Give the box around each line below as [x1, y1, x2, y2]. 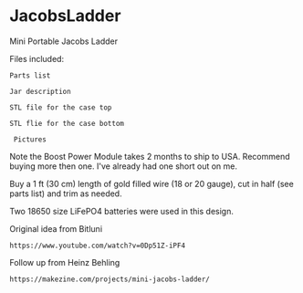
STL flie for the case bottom [9, 119, 125, 128]
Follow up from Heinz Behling [9, 256, 120, 267]
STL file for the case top [9, 102, 112, 112]
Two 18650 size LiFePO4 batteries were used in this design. [9, 205, 235, 216]
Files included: [9, 53, 65, 64]
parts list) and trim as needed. [9, 188, 122, 199]
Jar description [9, 87, 71, 96]
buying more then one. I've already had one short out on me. [9, 161, 238, 172]
